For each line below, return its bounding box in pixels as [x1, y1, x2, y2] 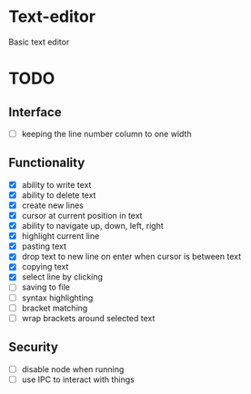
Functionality [8, 155, 85, 171]
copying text [21, 261, 69, 272]
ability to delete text [21, 189, 96, 201]
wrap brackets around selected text [21, 312, 156, 323]
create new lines [21, 200, 84, 211]
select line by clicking [21, 271, 104, 282]
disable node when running [21, 363, 125, 374]
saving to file [21, 281, 70, 292]
